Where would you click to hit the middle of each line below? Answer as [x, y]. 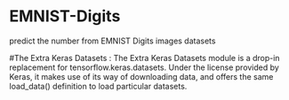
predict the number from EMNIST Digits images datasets [112, 41]
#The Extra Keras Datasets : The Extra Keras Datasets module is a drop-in [144, 58]
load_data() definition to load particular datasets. [98, 86]
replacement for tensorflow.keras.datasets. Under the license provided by [144, 67]
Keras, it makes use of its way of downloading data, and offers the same [141, 76]
